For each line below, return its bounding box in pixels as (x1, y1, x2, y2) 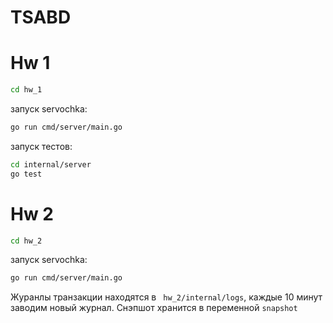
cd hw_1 (10, 85, 43, 95)
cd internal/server (10, 159, 92, 170)
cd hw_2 (10, 236, 43, 246)
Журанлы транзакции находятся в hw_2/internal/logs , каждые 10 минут (10, 291, 323, 303)
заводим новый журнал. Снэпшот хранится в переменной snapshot (10, 302, 298, 314)
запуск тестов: (10, 140, 73, 152)
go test (10, 169, 43, 179)
